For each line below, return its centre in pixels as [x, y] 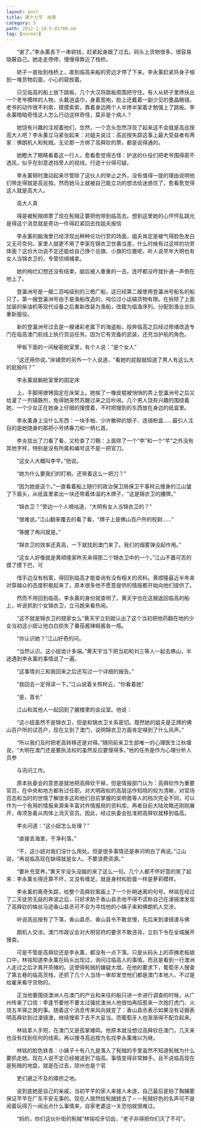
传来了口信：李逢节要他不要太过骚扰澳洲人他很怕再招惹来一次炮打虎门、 [100, 1003]
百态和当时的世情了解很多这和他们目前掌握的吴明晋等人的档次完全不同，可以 [100, 798]
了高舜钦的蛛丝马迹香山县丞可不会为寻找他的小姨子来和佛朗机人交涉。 [93, 907]
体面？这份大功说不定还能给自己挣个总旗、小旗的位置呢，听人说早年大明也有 [100, 251]
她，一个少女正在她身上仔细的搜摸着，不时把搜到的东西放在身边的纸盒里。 [98, 408]
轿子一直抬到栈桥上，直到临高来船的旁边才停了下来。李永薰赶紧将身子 [103, 72]
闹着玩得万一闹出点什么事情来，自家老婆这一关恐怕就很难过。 [82, 1106]
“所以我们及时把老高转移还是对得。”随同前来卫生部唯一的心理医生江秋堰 [104, 743]
